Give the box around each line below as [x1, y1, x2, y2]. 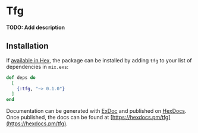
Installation [6, 41, 49, 51]
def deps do [6, 74, 36, 81]
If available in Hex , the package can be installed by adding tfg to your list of [6, 56, 192, 64]
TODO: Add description [6, 24, 65, 31]
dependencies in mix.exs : [6, 63, 69, 70]
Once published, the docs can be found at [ [6, 114, 113, 121]
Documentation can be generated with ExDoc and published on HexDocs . [6, 107, 187, 115]
